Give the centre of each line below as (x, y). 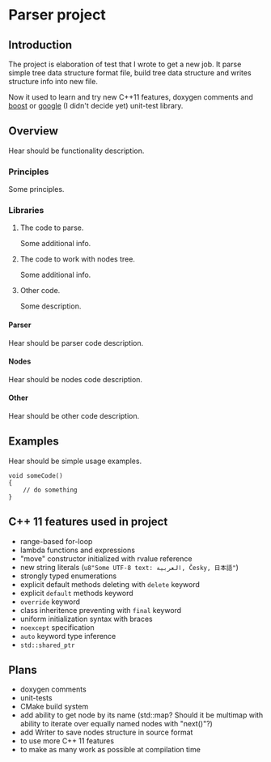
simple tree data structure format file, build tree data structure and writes (130, 73)
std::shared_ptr (47, 645)
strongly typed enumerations (68, 576)
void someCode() (36, 475)
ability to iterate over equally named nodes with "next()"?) (116, 724)
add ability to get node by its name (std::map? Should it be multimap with (142, 715)
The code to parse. (52, 228)
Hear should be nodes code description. (76, 379)
